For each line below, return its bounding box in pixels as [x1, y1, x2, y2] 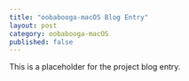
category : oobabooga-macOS [9, 29, 109, 38]
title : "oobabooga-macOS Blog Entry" [9, 12, 149, 22]
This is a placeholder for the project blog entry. [9, 62, 181, 72]
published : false [9, 37, 74, 47]
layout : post [9, 21, 58, 30]
